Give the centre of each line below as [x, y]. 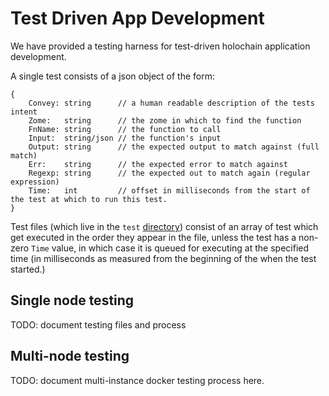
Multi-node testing [70, 356]
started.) [28, 269]
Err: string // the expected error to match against [158, 164]
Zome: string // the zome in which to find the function [165, 120]
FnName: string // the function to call [125, 129]
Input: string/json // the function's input [125, 138]
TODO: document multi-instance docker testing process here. [137, 380]
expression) [35, 182]
